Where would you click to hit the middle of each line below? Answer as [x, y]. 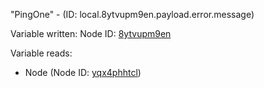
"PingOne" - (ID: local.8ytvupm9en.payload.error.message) [132, 14]
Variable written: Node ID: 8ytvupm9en [91, 33]
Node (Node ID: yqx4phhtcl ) [83, 72]
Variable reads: [41, 53]
